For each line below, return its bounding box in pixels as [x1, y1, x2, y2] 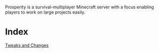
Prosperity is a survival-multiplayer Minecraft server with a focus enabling [5, 4, 154, 10]
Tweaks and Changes [5, 42, 49, 48]
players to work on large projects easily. [5, 9, 86, 15]
